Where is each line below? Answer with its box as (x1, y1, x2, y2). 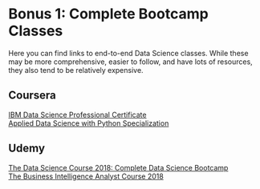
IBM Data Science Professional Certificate (8, 110, 147, 119)
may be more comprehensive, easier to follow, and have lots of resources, (8, 57, 253, 66)
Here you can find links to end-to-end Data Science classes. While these (8, 48, 249, 58)
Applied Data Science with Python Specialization (8, 118, 169, 128)
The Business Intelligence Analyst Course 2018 (8, 171, 165, 181)
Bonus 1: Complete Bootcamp (8, 5, 209, 23)
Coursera (8, 89, 56, 103)
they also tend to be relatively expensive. (8, 65, 144, 74)
